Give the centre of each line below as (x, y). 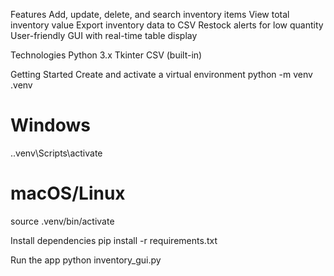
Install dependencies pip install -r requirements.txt (114, 240)
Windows (50, 125)
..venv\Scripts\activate (56, 153)
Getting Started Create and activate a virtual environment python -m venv (161, 74)
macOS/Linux (68, 193)
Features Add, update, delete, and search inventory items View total (150, 14)
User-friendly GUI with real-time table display (104, 35)
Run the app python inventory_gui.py (86, 260)
